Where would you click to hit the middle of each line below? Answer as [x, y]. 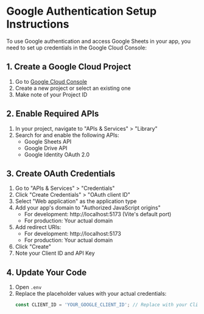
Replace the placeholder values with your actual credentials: [91, 294]
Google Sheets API [48, 141]
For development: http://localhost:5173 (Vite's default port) [98, 214]
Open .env [28, 287]
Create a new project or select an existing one [73, 88]
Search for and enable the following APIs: [67, 135]
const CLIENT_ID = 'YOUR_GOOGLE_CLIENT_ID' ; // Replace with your [101, 305]
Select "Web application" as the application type [76, 201]
